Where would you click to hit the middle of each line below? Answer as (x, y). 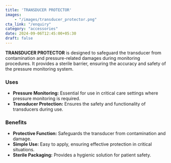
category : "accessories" (32, 29)
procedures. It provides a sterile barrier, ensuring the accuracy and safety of (86, 63)
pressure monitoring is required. (46, 99)
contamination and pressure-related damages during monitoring (73, 58)
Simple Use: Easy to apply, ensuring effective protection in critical (82, 144)
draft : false (19, 39)
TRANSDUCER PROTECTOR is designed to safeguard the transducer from (83, 53)
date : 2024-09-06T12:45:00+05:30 (41, 34)
